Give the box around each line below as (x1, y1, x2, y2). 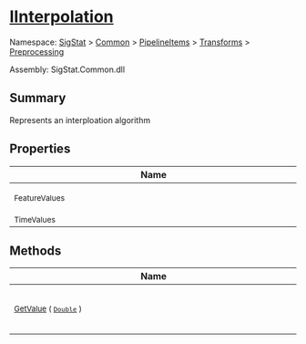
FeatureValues (14, 193, 66, 203)
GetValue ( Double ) (14, 304, 82, 314)
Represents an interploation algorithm (9, 114, 151, 125)
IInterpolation (9, 6, 114, 27)
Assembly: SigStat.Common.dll (9, 64, 126, 75)
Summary (9, 90, 66, 106)
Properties (9, 141, 71, 157)
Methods (9, 243, 62, 258)
